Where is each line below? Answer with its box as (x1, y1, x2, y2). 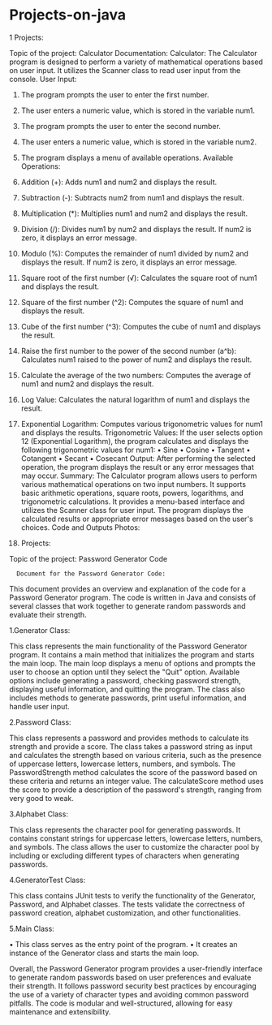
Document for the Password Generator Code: (16, 570, 166, 578)
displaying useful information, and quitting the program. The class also (9, 684, 246, 694)
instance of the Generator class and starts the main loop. (9, 948, 200, 958)
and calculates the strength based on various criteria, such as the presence (9, 750, 262, 760)
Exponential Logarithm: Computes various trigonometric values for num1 (20, 419, 263, 429)
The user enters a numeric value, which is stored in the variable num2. (20, 136, 257, 147)
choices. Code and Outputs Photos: (20, 522, 140, 532)
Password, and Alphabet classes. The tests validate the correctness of (9, 899, 245, 909)
